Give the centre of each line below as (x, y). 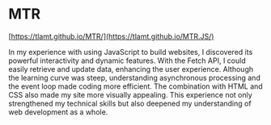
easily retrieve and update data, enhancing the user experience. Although (131, 69)
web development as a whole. (58, 112)
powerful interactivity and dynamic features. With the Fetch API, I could (127, 60)
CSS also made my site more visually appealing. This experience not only (130, 94)
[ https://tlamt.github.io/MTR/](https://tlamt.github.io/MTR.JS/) (111, 36)
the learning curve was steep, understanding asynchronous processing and (134, 77)
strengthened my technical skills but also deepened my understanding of (130, 103)
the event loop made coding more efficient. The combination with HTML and (135, 86)
